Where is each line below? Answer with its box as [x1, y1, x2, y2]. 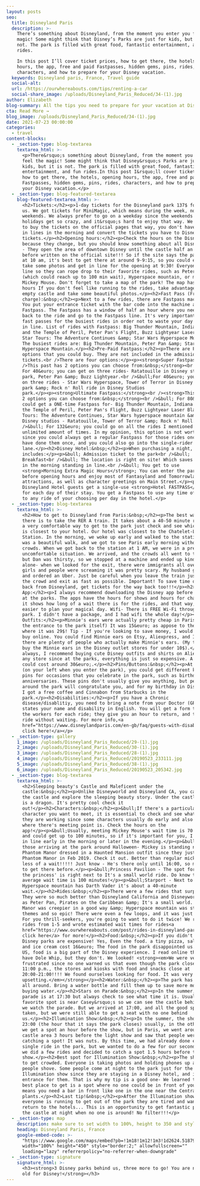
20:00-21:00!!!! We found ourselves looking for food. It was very [21, 972, 193, 978]
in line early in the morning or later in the [21, 839, 140, 845]
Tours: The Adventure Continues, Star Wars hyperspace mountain [21, 412, 185, 419]
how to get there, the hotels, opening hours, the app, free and [21, 174, 187, 180]
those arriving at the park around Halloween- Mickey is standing [21, 844, 190, 850]
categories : [6, 124, 36, 131]
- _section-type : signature [11, 1154, 82, 1160]
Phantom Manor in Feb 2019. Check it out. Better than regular [21, 855, 183, 861]
